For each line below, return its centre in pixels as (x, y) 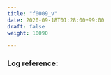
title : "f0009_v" (32, 14)
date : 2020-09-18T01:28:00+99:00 (56, 20)
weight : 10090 (28, 33)
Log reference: (33, 63)
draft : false (26, 26)
